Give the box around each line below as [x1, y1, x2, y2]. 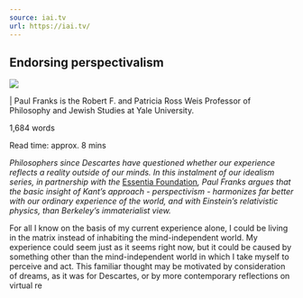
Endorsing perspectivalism [9, 55, 164, 70]
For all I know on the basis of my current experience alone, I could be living [9, 222, 289, 234]
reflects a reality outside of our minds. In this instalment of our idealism [9, 167, 275, 178]
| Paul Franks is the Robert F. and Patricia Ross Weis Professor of [9, 95, 251, 106]
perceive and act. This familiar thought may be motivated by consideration [9, 261, 286, 272]
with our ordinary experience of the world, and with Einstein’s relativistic [9, 195, 279, 207]
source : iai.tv [9, 13, 67, 23]
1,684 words [9, 122, 56, 133]
